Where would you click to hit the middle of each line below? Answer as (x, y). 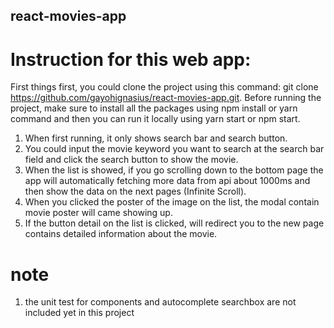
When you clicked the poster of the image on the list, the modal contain (172, 202)
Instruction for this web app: (131, 59)
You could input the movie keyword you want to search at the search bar (174, 149)
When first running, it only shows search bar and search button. (156, 138)
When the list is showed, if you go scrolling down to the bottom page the (174, 170)
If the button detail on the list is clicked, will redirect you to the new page (174, 223)
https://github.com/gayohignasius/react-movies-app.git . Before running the (166, 98)
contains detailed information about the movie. (121, 234)
